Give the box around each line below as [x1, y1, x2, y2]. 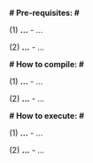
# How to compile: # [9, 59, 84, 69]
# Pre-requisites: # [9, 8, 80, 18]
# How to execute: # [9, 111, 84, 120]
